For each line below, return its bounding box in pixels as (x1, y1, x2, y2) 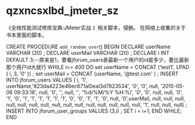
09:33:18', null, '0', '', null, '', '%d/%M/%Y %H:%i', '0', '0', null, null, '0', (13, 89, 183, 96)
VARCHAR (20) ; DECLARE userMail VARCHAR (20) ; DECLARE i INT (6, 49, 170, 56)
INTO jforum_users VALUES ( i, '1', (6, 76, 88, 83)
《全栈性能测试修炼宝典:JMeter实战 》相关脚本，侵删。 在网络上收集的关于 (6, 24, 186, 31)
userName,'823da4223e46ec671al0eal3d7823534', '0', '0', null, (6, 82, 159, 89)
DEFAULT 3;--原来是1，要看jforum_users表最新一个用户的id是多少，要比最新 (6, 56, 190, 63)
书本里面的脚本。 (6, 31, 47, 39)
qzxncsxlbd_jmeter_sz (6, 4, 119, 18)
